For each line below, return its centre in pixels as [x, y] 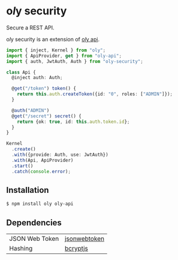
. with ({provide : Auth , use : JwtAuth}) [60, 155]
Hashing [21, 249]
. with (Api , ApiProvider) [43, 160]
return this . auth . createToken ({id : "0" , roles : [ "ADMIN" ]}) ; [95, 94]
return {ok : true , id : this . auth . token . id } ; [73, 122]
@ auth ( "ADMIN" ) [31, 110]
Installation [28, 190]
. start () [22, 166]
